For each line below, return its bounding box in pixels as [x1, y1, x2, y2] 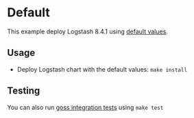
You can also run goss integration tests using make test [7, 103, 164, 111]
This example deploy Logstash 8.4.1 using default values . [7, 27, 168, 35]
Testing [7, 85, 40, 97]
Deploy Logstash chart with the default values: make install [16, 65, 187, 73]
